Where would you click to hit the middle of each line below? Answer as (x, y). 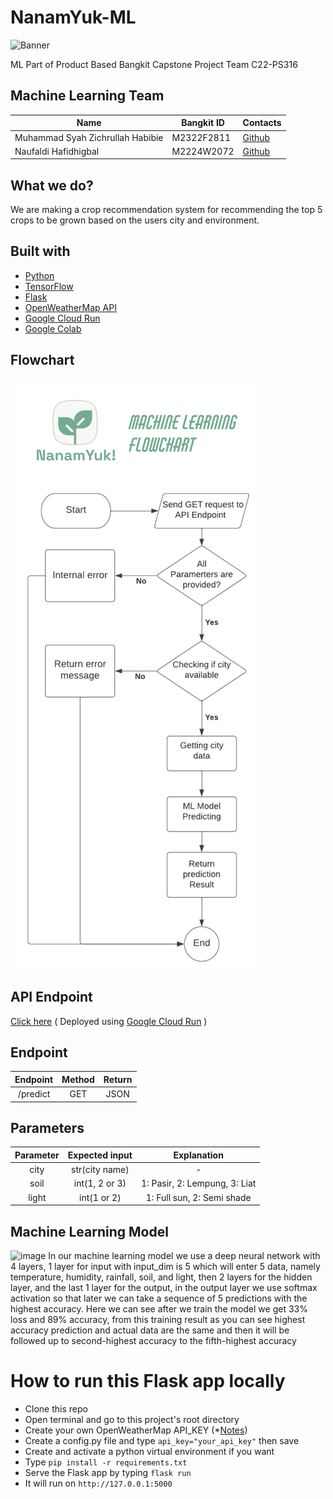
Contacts (262, 123)
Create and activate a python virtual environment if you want (149, 1451)
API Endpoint (51, 997)
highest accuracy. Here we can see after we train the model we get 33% (159, 1308)
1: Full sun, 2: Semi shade (198, 1197)
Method (78, 1079)
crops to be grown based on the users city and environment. (135, 220)
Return (118, 1079)
